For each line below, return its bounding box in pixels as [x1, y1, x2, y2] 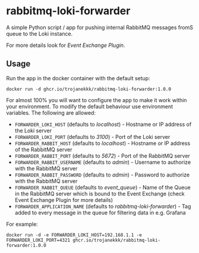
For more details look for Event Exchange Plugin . [6, 42, 125, 49]
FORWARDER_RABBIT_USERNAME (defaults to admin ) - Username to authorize [14, 159, 191, 166]
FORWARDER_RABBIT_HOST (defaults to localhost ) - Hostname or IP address [14, 140, 191, 147]
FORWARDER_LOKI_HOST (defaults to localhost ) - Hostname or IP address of [14, 121, 192, 128]
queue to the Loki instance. [6, 30, 73, 37]
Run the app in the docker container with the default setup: [6, 74, 150, 81]
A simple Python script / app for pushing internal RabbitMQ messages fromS [6, 24, 193, 31]
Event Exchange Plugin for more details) [14, 196, 113, 203]
